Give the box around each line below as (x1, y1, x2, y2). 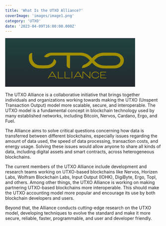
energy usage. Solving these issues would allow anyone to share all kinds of (5, 144, 161, 150)
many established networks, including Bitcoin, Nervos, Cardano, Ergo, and (5, 113, 158, 119)
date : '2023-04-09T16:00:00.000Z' (5, 24, 77, 29)
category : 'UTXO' (5, 18, 41, 23)
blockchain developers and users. (5, 195, 75, 201)
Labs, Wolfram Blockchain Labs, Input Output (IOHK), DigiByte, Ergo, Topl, (5, 174, 157, 180)
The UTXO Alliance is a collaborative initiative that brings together (5, 92, 140, 98)
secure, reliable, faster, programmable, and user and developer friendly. (5, 216, 153, 222)
